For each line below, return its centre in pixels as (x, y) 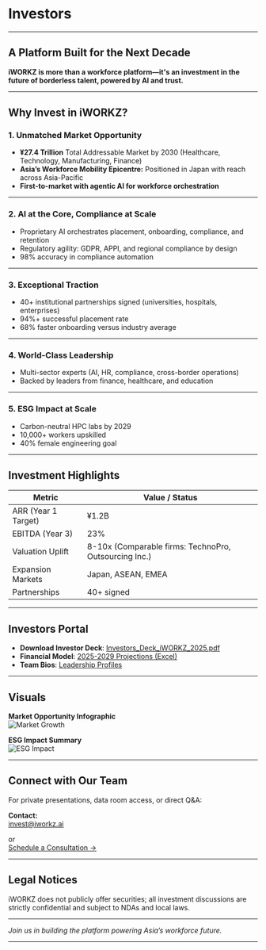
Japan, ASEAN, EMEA (127, 574)
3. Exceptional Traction (53, 285)
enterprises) (40, 311)
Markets (27, 580)
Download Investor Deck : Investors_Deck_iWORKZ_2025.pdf (120, 648)
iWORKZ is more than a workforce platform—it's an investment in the (124, 71)
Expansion (32, 569)
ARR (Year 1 (35, 511)
